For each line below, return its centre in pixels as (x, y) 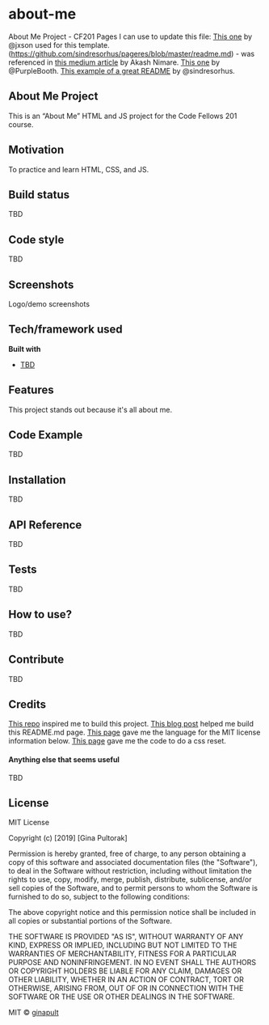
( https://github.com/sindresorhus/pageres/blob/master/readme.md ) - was (132, 53)
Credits (27, 704)
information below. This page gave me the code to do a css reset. (117, 741)
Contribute (36, 660)
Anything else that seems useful (64, 759)
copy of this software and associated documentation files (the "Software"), (133, 862)
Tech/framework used (65, 330)
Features (31, 390)
